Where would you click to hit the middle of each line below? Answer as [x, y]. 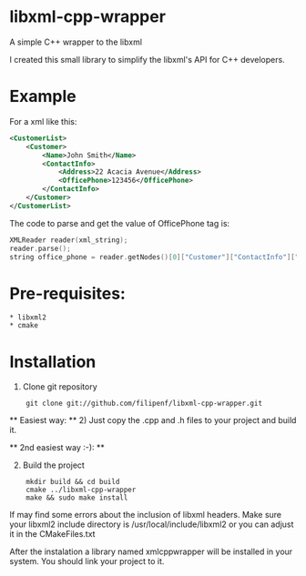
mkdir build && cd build [73, 482]
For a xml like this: [43, 121]
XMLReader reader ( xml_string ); [69, 240]
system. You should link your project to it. [87, 561]
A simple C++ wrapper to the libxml [76, 42]
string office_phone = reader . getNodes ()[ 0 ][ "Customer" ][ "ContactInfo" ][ [153, 257]
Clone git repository [60, 387]
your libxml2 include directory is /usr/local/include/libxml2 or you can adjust [152, 524]
